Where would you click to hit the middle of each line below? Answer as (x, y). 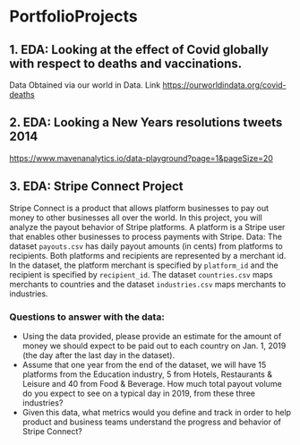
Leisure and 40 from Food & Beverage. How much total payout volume (152, 383)
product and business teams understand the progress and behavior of (152, 422)
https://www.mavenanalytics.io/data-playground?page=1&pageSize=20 (141, 158)
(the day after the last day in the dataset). (99, 355)
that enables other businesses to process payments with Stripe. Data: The (146, 236)
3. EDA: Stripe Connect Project (96, 187)
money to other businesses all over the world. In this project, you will (136, 218)
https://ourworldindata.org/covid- (224, 85)
